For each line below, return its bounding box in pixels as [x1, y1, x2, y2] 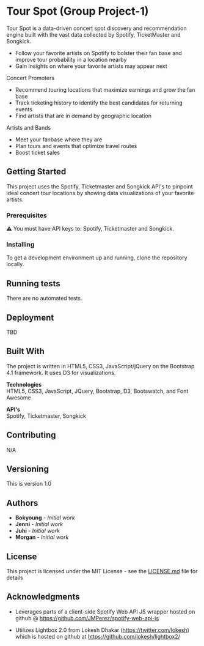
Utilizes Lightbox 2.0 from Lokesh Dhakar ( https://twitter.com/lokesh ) [15, 626, 189, 634]
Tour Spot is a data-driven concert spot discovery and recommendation [6, 24, 188, 32]
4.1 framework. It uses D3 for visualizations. [6, 369, 116, 376]
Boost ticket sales [15, 149, 60, 156]
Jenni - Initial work [15, 521, 64, 528]
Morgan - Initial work [15, 533, 69, 541]
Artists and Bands [6, 124, 51, 131]
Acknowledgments [6, 592, 81, 602]
